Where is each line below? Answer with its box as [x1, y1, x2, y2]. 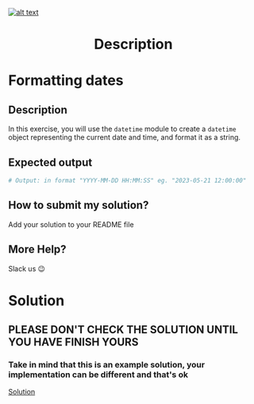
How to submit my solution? [8, 198, 149, 212]
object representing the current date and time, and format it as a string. [8, 133, 241, 142]
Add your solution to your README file [8, 219, 134, 229]
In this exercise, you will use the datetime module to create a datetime [8, 124, 237, 134]
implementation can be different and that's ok [8, 369, 189, 380]
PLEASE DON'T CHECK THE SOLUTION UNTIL [8, 323, 238, 337]
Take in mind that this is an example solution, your [8, 360, 205, 370]
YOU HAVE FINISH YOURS [8, 336, 139, 349]
